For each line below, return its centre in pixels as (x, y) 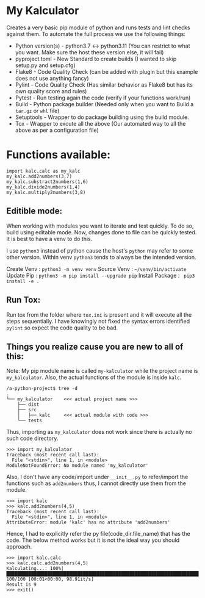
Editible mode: (34, 211)
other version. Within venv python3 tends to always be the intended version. (101, 257)
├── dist (28, 405)
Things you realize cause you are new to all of (95, 346)
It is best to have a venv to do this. (49, 239)
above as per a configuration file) (57, 130)
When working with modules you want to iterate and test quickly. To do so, (100, 226)
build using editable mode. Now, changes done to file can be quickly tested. (102, 232)
